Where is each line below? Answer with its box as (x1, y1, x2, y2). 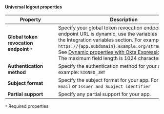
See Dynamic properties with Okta (58, 49, 137, 56)
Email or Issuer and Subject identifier (58, 83, 151, 90)
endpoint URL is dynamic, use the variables (58, 31, 158, 38)
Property (20, 16, 41, 23)
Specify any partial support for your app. (58, 91, 151, 97)
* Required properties (5, 103, 49, 109)
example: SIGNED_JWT (58, 69, 106, 76)
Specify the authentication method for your (58, 63, 157, 70)
